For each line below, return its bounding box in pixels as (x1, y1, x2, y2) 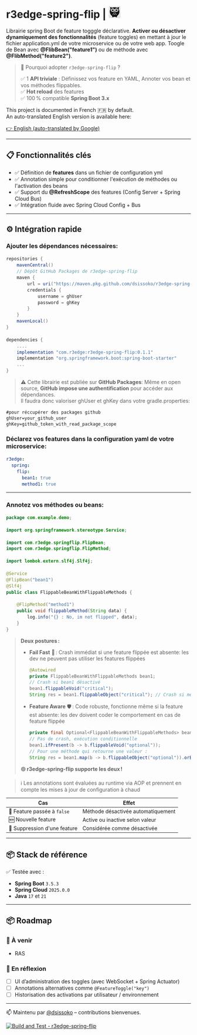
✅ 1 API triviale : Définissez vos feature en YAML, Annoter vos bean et (20, 75, 191, 82)
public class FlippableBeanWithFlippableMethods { (6, 589, 133, 595)
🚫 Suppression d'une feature (8, 825, 78, 832)
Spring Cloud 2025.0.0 (14, 886, 70, 893)
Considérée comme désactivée (82, 825, 158, 832)
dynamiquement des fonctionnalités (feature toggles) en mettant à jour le (6, 33, 186, 41)
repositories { (6, 256, 43, 262)
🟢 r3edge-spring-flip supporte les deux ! (20, 766, 123, 773)
